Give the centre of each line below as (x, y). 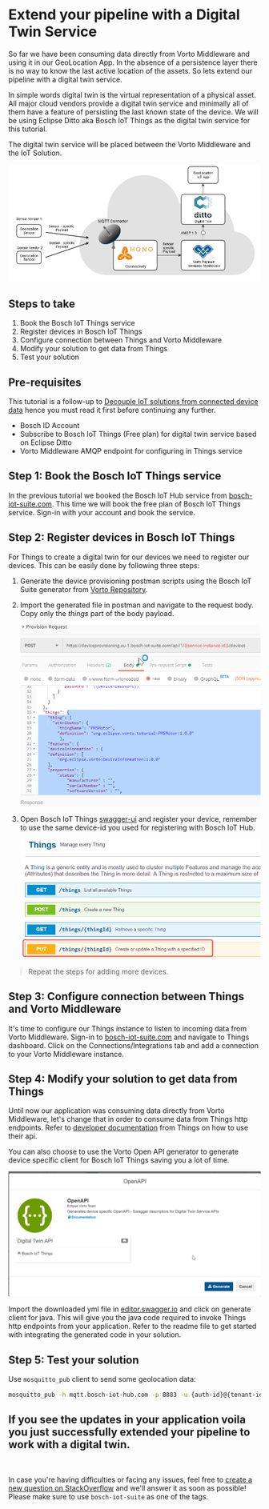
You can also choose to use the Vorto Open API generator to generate (123, 1152)
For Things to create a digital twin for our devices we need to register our (129, 557)
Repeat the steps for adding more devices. (98, 971)
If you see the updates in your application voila (127, 1420)
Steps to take (42, 304)
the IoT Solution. (35, 153)
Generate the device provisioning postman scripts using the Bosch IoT (136, 581)
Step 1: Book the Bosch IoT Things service (115, 476)
